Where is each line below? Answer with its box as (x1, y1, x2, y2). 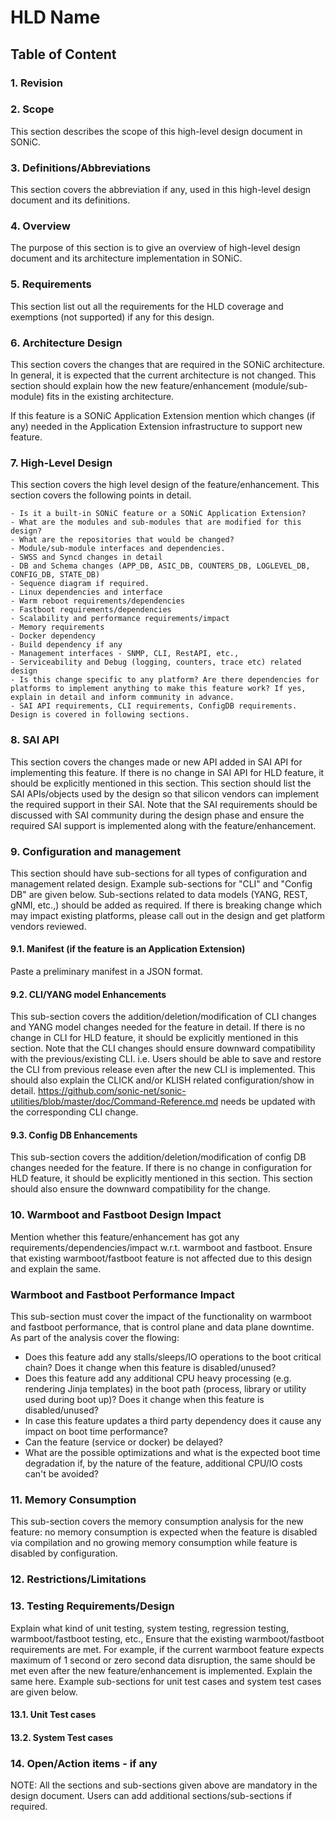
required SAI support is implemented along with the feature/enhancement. (10, 819, 317, 831)
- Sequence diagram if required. (10, 579, 150, 589)
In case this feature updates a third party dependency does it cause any (24, 1415, 322, 1427)
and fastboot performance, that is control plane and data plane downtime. (10, 1321, 315, 1333)
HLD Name (10, 6, 101, 29)
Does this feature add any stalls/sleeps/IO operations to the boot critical (24, 1351, 322, 1363)
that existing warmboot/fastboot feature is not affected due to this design (10, 1252, 313, 1264)
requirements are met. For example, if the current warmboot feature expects (10, 1643, 325, 1655)
